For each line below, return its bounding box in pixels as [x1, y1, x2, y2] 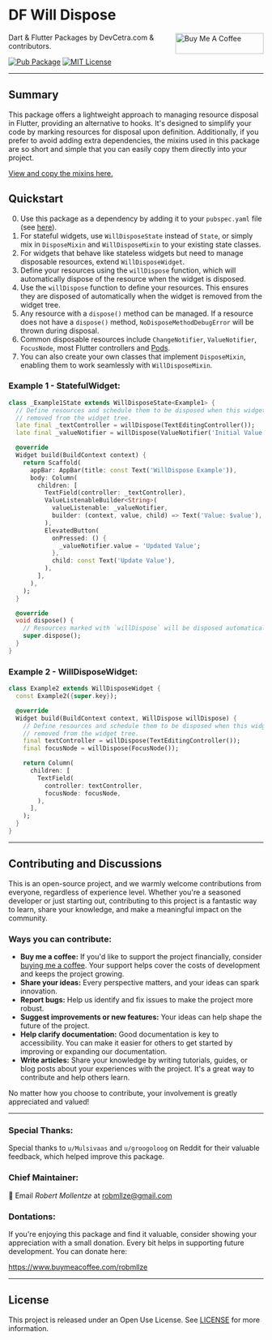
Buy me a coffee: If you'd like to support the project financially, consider [19, 952, 262, 962]
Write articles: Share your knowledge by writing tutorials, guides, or [19, 1055, 249, 1065]
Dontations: [8, 1211, 56, 1222]
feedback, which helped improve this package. [8, 1152, 164, 1161]
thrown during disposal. [19, 325, 100, 335]
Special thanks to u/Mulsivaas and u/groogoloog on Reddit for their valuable [8, 1143, 261, 1153]
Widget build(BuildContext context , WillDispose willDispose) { [15, 714, 237, 722]
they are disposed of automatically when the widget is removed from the [19, 291, 263, 301]
